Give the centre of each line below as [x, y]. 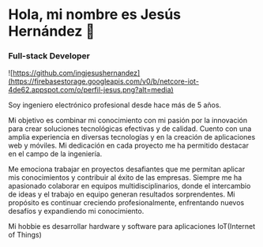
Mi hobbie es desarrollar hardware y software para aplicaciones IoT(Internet [132, 226]
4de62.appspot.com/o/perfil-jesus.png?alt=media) [91, 90]
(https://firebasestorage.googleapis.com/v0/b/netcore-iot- [104, 81]
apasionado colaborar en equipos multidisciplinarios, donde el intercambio [130, 186]
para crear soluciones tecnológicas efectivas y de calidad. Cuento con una [130, 129]
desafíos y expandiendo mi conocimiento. [76, 211]
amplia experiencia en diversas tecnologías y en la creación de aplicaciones [132, 137]
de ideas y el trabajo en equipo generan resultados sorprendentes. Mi [122, 194]
